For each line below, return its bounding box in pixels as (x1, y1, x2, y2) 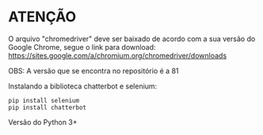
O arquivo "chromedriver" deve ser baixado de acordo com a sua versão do (8, 34, 256, 43)
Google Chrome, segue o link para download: (8, 42, 156, 51)
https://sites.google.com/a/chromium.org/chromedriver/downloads (8, 51, 227, 60)
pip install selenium (8, 96, 80, 104)
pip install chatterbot (8, 103, 87, 111)
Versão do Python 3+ (8, 117, 78, 126)
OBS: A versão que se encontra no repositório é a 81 (8, 66, 179, 75)
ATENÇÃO (8, 8, 77, 26)
